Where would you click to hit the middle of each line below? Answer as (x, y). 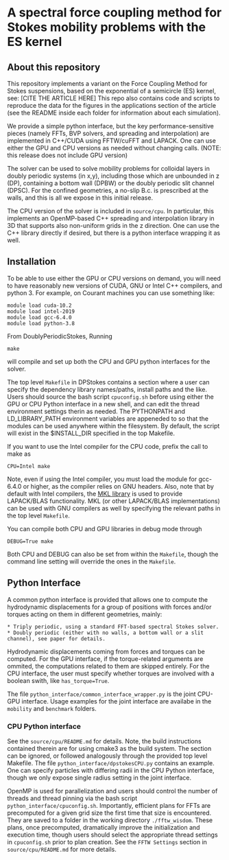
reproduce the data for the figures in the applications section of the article (112, 105)
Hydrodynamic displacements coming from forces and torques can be (106, 651)
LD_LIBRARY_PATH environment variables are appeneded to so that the (108, 418)
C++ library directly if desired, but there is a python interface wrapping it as (114, 233)
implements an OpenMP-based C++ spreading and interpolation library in (111, 218)
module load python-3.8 (41, 323)
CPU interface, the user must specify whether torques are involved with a (111, 673)
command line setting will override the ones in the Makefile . (92, 561)
